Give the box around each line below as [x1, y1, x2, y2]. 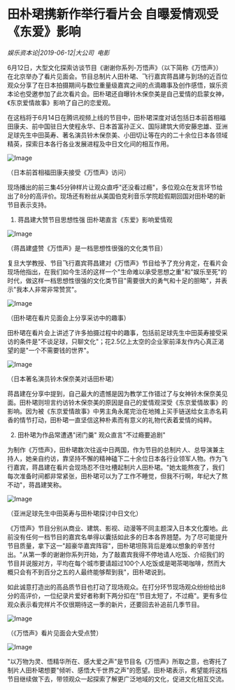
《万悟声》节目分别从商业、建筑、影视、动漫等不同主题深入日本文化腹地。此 [7, 524, 228, 532]
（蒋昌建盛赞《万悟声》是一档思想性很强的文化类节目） [7, 243, 166, 252]
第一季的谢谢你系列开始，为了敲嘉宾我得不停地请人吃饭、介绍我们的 [28, 550, 225, 558]
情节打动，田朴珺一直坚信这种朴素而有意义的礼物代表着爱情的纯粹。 [19, 415, 215, 424]
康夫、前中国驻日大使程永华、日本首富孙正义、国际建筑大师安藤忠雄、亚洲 [13, 122, 228, 130]
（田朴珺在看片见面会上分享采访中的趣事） [7, 313, 130, 322]
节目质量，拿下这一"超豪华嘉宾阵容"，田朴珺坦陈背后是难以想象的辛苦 [7, 541, 210, 550]
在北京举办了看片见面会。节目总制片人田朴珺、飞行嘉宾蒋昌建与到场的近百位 [7, 72, 228, 81]
